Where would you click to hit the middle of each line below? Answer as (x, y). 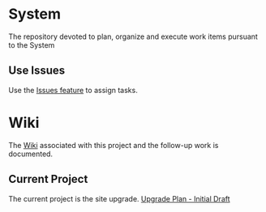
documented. (31, 154)
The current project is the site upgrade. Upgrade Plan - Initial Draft (119, 198)
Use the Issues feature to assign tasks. (73, 90)
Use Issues (37, 71)
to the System (32, 45)
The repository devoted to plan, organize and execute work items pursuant (133, 36)
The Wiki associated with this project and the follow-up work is (114, 145)
